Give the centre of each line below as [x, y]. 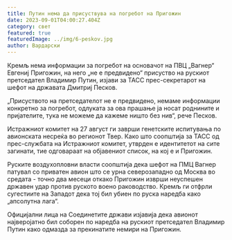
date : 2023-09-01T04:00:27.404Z [54, 20]
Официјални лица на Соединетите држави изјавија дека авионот [103, 214]
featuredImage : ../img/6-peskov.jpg [60, 39]
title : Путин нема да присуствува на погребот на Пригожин [94, 13]
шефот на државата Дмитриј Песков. [62, 87]
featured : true [29, 33]
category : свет [29, 26]
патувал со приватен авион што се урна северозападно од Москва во [111, 172]
